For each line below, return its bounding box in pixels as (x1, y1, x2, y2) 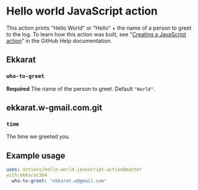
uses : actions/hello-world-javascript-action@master (6, 166, 142, 173)
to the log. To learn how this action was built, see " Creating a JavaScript (6, 30, 186, 38)
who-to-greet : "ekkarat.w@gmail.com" (12, 177, 107, 184)
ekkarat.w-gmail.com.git (6, 103, 102, 113)
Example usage (6, 150, 65, 161)
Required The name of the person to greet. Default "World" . (6, 85, 156, 92)
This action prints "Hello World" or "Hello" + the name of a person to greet (6, 24, 192, 31)
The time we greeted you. (6, 133, 71, 140)
